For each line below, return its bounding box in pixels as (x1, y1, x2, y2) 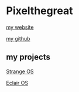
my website (6, 24, 34, 31)
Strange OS (6, 68, 34, 75)
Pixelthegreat (6, 4, 73, 18)
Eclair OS (6, 79, 28, 86)
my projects (6, 52, 51, 63)
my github (6, 35, 30, 42)
